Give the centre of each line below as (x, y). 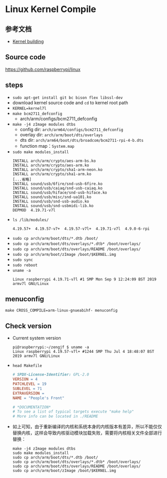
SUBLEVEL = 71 (27, 389)
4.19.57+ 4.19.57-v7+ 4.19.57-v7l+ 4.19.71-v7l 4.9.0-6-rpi (81, 229)
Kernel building (28, 41)
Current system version (37, 338)
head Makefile (27, 366)
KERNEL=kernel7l (29, 108)
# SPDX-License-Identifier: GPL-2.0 (51, 375)
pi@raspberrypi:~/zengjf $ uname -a (51, 347)
